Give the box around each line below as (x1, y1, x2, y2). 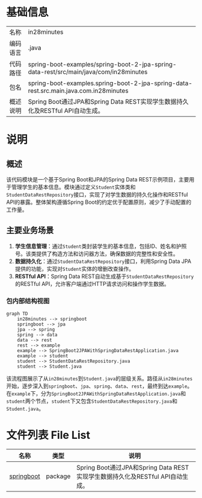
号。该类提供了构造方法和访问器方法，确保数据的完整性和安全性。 (14, 250, 179, 257)
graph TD (6, 311, 28, 317)
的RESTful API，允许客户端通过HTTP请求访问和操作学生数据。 (14, 280, 170, 287)
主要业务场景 (6, 225, 54, 236)
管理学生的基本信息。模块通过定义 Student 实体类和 (11, 183, 136, 191)
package (46, 471, 71, 480)
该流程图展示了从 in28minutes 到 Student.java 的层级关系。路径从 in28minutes (6, 375, 193, 382)
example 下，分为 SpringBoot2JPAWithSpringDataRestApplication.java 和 (11, 390, 186, 397)
